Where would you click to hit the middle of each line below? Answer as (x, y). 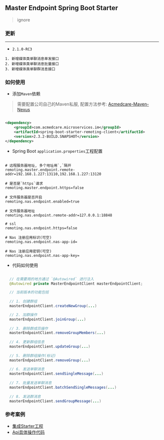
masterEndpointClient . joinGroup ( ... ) (48, 319)
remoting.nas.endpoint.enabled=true (42, 201)
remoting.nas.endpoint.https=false (41, 228)
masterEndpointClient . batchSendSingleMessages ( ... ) (63, 387)
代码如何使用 (25, 265)
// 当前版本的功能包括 (29, 293)
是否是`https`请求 (26, 183)
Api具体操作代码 (28, 432)
